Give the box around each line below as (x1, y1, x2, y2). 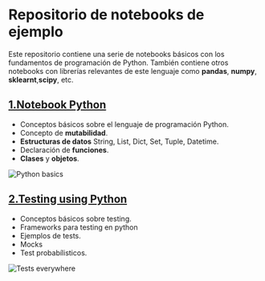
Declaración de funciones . (19, 145, 109, 154)
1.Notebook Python (8, 98, 107, 112)
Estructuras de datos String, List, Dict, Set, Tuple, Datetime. (19, 136, 219, 146)
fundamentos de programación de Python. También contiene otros (8, 58, 229, 67)
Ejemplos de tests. (19, 230, 82, 240)
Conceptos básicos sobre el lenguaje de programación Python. (19, 119, 229, 129)
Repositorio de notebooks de (8, 6, 205, 24)
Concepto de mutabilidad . (19, 128, 108, 137)
